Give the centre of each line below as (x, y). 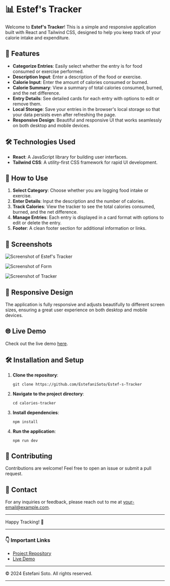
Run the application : (34, 431)
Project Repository (32, 553)
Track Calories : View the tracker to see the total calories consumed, (84, 207)
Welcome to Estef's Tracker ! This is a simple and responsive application (81, 27)
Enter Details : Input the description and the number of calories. (79, 201)
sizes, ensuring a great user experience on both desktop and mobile (76, 310)
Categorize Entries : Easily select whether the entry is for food (77, 66)
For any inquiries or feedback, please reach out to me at (64, 502)
